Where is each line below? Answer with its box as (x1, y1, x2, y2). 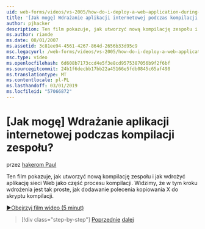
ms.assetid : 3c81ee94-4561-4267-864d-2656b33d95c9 (6, 43, 138, 49)
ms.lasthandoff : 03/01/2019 (6, 83, 78, 89)
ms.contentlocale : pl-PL (6, 77, 70, 83)
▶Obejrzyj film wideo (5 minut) (6, 204, 84, 211)
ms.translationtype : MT (6, 71, 67, 78)
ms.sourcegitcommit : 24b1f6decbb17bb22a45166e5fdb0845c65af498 (6, 65, 171, 72)
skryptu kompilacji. (6, 192, 54, 199)
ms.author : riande (6, 32, 53, 38)
